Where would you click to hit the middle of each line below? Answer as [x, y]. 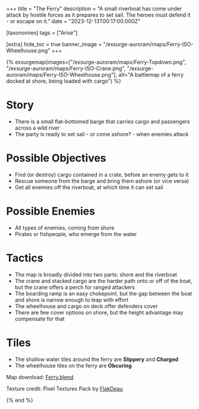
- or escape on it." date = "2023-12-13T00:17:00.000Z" [73, 21]
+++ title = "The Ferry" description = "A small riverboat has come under [94, 9]
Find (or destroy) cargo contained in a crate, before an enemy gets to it [102, 174]
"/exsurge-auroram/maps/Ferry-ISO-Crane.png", [66, 68]
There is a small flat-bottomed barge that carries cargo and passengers [102, 121]
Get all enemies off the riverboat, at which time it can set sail [89, 187]
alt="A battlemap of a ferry [151, 75]
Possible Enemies [51, 211]
